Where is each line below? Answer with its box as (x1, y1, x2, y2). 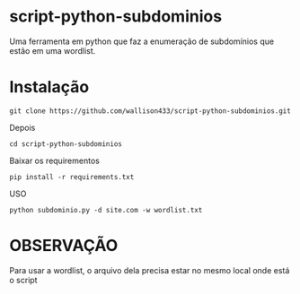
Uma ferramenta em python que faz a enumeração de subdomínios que (9, 36, 275, 47)
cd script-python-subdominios (9, 139, 123, 149)
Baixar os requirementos (9, 155, 101, 166)
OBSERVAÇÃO (9, 236, 119, 256)
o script (9, 274, 38, 285)
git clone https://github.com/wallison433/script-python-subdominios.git (9, 106, 292, 116)
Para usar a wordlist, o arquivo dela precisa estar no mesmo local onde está (9, 264, 290, 275)
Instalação (9, 77, 90, 98)
